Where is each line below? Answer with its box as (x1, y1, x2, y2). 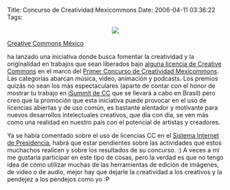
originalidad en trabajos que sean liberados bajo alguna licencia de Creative (7, 60, 222, 68)
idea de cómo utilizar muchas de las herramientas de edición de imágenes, (7, 161, 220, 169)
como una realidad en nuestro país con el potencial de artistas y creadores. (7, 118, 221, 126)
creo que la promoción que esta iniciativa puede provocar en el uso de (7, 96, 207, 104)
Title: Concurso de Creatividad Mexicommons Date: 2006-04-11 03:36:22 (7, 6, 216, 14)
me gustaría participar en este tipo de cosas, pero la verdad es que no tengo (7, 154, 224, 161)
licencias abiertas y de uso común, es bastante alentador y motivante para (7, 104, 218, 112)
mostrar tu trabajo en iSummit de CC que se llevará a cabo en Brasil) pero (7, 89, 216, 97)
